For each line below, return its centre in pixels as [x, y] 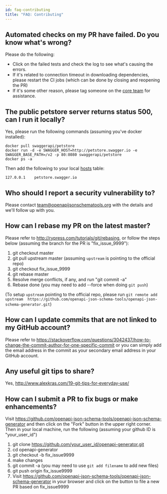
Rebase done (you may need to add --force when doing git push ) [80, 285]
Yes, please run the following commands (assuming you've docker [74, 132]
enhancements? [31, 407]
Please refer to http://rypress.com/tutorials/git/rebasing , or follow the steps [83, 238]
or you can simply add [138, 345]
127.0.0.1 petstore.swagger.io [41, 178]
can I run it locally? [35, 120]
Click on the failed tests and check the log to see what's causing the [83, 64]
